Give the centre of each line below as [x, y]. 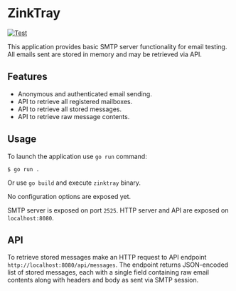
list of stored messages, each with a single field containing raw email [108, 272]
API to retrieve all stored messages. [70, 109]
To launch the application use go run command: [77, 156]
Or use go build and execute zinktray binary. [74, 183]
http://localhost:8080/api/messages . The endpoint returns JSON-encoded [118, 265]
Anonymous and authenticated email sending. [85, 93]
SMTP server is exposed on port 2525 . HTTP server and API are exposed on [118, 210]
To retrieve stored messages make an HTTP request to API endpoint [107, 257]
